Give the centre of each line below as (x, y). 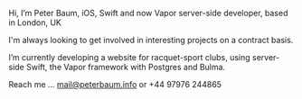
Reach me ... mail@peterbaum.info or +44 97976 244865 (115, 84)
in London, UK (35, 22)
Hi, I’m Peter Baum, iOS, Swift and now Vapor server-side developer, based (148, 13)
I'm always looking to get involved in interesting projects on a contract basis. (151, 40)
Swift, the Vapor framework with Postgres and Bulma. (126, 67)
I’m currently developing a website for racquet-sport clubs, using (129, 57)
